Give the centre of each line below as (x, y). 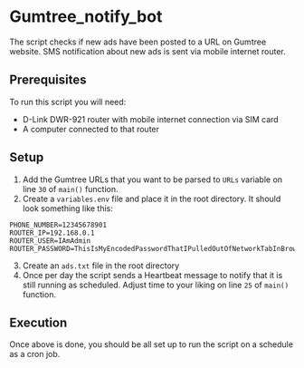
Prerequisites (48, 80)
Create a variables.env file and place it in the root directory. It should (152, 199)
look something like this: (67, 208)
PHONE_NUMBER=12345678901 (58, 225)
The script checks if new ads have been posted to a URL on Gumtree (138, 42)
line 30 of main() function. (71, 189)
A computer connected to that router (91, 129)
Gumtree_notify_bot (86, 17)
